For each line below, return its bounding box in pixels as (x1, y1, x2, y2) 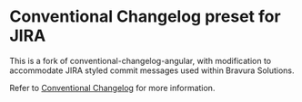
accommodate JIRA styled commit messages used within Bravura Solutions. (9, 65, 295, 76)
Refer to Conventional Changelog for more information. (9, 82, 216, 93)
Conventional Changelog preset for (9, 6, 281, 27)
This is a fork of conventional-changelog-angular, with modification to (9, 55, 271, 66)
